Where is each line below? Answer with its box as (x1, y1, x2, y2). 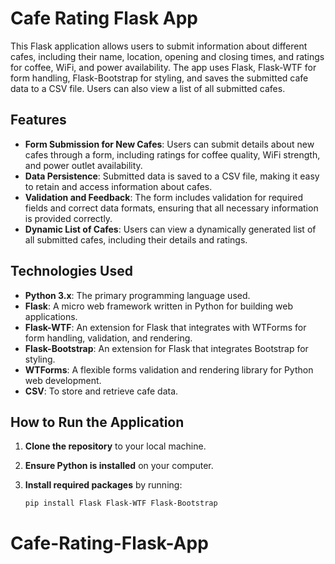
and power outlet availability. (24, 159, 143, 171)
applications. (24, 310, 78, 322)
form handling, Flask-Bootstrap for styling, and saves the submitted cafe (10, 72, 309, 84)
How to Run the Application (10, 413, 185, 431)
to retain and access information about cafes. (24, 180, 213, 192)
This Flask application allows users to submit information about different (10, 40, 308, 52)
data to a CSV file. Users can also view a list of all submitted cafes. (10, 82, 286, 94)
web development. (24, 374, 102, 386)
